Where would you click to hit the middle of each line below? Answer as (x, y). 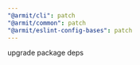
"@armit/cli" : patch (42, 15)
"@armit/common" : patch (47, 23)
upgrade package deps (46, 53)
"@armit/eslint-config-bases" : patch (70, 30)
